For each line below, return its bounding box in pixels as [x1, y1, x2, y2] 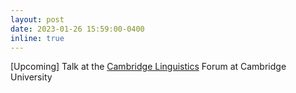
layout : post [10, 14, 65, 25]
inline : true [10, 33, 65, 43]
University [10, 71, 53, 83]
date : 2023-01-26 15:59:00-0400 [10, 24, 145, 34]
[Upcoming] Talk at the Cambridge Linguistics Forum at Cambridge [10, 61, 287, 73]
